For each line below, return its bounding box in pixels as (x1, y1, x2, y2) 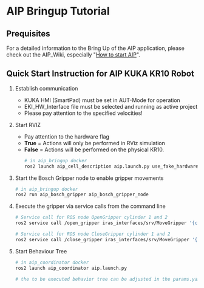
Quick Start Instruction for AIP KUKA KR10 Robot (6, 69, 194, 79)
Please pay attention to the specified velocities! (24, 109, 143, 117)
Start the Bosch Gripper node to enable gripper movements (15, 174, 164, 182)
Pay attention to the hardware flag (24, 132, 109, 140)
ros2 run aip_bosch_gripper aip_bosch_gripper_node (15, 191, 149, 198)
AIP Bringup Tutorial (6, 4, 110, 18)
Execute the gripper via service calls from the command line (15, 202, 166, 210)
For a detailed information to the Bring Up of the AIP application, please (6, 44, 185, 52)
